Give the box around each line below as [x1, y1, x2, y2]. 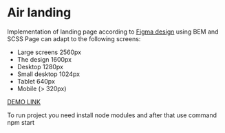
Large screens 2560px [17, 48, 81, 56]
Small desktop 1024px [17, 70, 81, 78]
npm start [7, 118, 35, 126]
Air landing [7, 5, 72, 21]
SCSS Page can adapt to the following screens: [7, 34, 141, 43]
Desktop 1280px [17, 62, 64, 71]
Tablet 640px [17, 77, 55, 85]
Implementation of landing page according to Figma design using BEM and [7, 27, 219, 36]
